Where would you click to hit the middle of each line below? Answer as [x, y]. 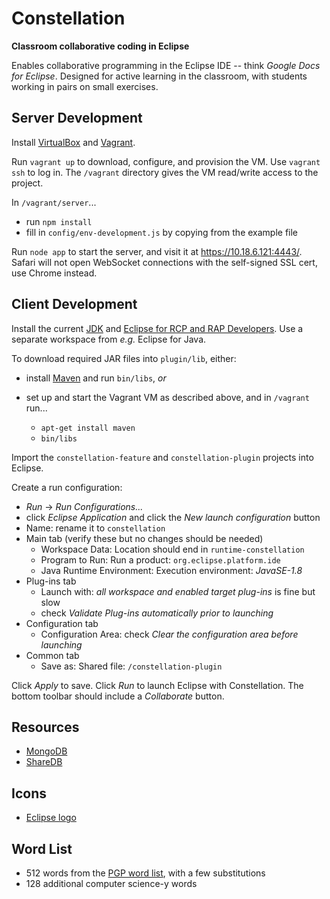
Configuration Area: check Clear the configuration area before [169, 634]
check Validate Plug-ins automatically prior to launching [157, 613]
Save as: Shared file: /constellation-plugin [131, 666]
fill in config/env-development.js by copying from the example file [162, 232]
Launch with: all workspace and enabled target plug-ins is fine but [178, 591]
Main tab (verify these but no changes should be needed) [144, 538]
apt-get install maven [88, 428]
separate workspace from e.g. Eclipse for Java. [109, 339]
